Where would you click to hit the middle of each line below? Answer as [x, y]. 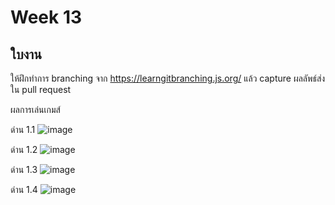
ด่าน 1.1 [23, 129]
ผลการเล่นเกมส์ [35, 109]
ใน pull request [41, 89]
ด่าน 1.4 [24, 189]
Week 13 [46, 17]
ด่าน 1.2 [24, 149]
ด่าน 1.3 [24, 169]
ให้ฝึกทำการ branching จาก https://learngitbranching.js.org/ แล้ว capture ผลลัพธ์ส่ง [168, 78]
